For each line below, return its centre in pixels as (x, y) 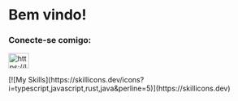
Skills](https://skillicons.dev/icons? (86, 80)
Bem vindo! (48, 15)
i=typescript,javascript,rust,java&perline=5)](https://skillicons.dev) (119, 88)
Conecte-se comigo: (50, 40)
